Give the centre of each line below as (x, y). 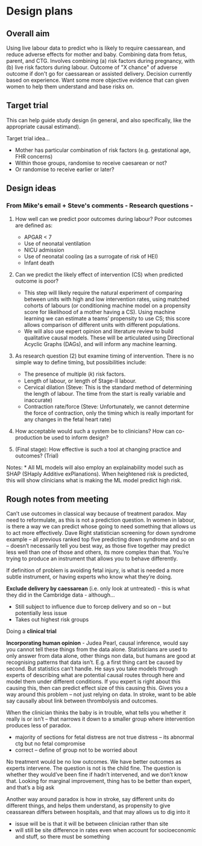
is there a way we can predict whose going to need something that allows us (101, 526)
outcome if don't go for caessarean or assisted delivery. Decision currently (99, 74)
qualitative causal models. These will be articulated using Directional (109, 338)
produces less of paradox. (39, 726)
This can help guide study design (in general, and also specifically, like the (99, 120)
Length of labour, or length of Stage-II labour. (80, 381)
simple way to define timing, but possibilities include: (80, 362)
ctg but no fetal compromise (50, 744)
